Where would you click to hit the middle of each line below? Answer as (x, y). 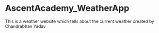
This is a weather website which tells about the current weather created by (79, 21)
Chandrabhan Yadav (25, 26)
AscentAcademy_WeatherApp (67, 8)
